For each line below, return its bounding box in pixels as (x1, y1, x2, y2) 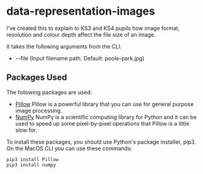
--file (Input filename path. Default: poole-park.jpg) (15, 54, 145, 62)
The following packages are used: (6, 89, 92, 96)
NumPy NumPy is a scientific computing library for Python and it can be (15, 113, 197, 120)
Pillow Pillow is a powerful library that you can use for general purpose (15, 100, 194, 107)
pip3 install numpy (6, 162, 56, 168)
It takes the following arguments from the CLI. (6, 43, 122, 50)
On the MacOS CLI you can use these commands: (6, 145, 132, 152)
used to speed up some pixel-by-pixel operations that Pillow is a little (15, 120, 190, 127)
